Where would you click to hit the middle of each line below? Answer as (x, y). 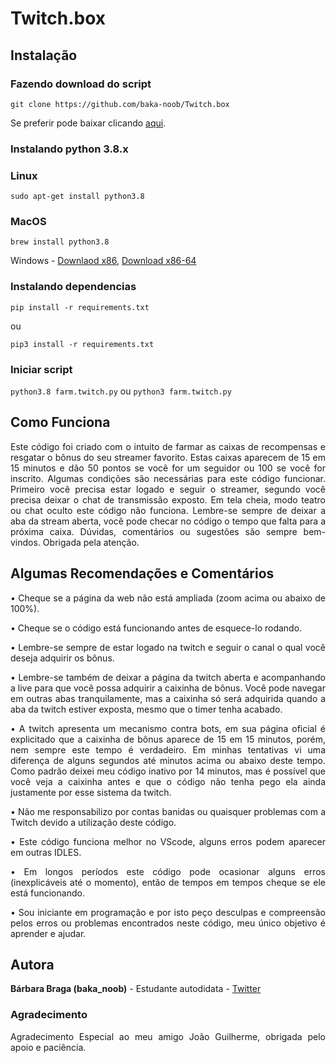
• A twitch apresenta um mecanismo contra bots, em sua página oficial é (168, 728)
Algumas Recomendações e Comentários (142, 573)
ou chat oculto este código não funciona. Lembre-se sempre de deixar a (168, 510)
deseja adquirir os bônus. (62, 658)
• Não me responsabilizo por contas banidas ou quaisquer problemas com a (168, 811)
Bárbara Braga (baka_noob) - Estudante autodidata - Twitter (136, 989)
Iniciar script (41, 369)
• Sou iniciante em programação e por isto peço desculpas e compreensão (168, 912)
